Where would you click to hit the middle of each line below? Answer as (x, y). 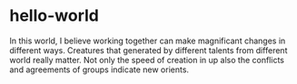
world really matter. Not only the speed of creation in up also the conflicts (147, 60)
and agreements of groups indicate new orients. (99, 70)
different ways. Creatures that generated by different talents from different (148, 50)
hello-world (54, 16)
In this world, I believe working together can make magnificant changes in (148, 41)
